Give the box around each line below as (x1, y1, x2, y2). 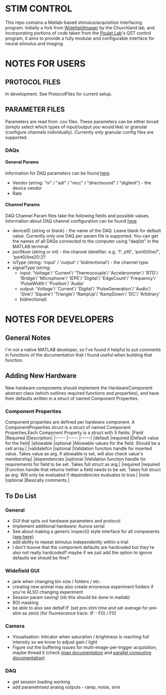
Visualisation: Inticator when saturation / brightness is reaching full (12, 634, 149, 640)
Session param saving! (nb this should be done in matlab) (12, 595, 130, 601)
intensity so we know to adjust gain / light (12, 639, 98, 645)
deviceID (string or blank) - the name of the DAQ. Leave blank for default (12, 228, 162, 234)
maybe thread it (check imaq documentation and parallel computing (12, 650, 152, 656)
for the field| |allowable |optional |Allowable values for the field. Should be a (5, 440, 161, 446)
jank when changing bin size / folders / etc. (12, 579, 101, 585)
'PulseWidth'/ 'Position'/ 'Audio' (19, 280, 84, 286)
